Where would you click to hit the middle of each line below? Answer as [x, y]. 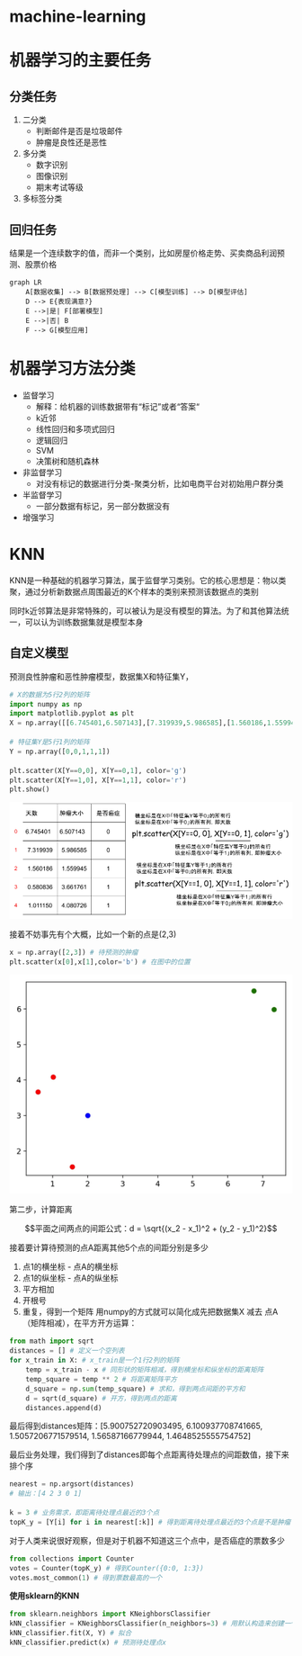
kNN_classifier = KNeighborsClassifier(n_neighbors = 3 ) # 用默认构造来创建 [147, 1624]
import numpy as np [46, 704]
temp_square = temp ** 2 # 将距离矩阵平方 [102, 1379]
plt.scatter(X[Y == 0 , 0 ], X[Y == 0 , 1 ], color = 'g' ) [98, 770]
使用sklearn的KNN [44, 1596]
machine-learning [78, 17]
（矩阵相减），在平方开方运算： [80, 1323]
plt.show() [30, 789]
